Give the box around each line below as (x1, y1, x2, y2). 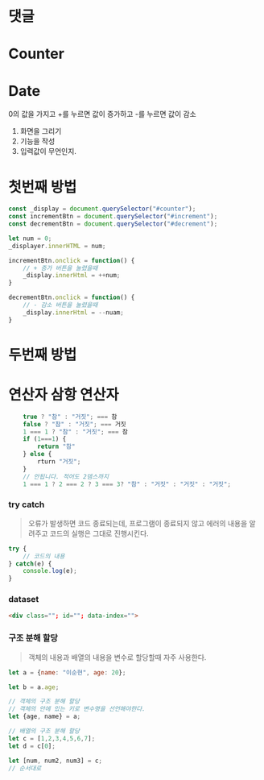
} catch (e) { (8, 559, 52, 568)
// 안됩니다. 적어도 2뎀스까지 (23, 472, 109, 480)
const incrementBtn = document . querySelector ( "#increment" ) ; (8, 213, 218, 221)
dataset (8, 594, 39, 605)
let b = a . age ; (8, 682, 60, 691)
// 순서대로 (8, 764, 42, 772)
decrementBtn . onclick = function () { (8, 293, 135, 302)
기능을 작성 (19, 136, 56, 146)
